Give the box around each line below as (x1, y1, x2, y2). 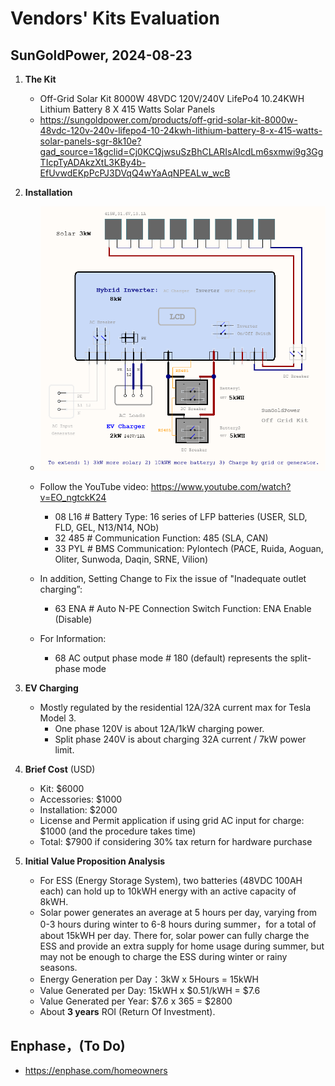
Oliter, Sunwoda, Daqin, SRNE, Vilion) (54, 553, 209, 566)
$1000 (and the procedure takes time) (39, 825, 197, 837)
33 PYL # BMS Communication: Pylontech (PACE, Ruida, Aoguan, (54, 543, 324, 555)
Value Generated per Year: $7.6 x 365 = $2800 (39, 995, 233, 1007)
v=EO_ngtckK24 (39, 492, 107, 504)
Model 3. (39, 712, 77, 724)
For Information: (39, 633, 107, 645)
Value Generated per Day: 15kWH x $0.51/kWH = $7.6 (39, 985, 261, 997)
